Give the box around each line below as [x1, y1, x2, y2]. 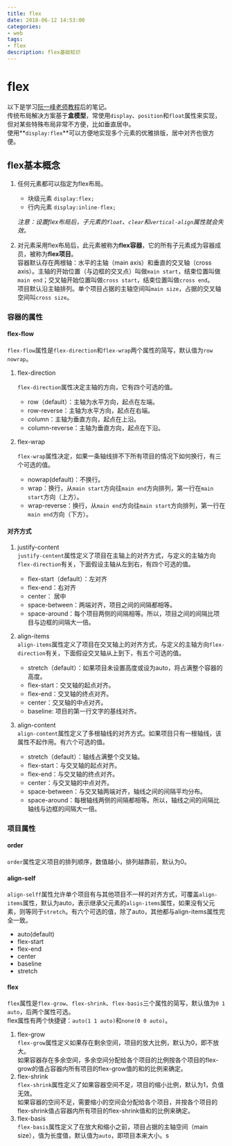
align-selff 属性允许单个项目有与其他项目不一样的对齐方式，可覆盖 [7, 890, 199, 899]
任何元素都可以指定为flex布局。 [17, 179, 107, 187]
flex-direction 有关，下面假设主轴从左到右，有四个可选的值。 [17, 559, 195, 568]
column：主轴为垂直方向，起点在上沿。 [27, 414, 141, 423]
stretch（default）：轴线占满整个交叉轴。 [27, 752, 144, 761]
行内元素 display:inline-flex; [27, 203, 116, 211]
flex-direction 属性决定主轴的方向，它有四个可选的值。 [17, 382, 177, 391]
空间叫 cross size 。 [17, 293, 73, 301]
